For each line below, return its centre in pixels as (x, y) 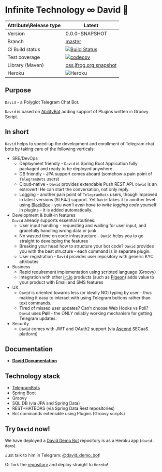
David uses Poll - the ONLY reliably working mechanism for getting (86, 313)
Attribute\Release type (34, 25)
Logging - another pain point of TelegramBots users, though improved (88, 194)
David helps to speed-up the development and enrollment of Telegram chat (80, 143)
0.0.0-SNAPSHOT (86, 34)
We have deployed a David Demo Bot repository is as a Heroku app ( (73, 440)
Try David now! (28, 429)
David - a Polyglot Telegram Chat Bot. (42, 102)
